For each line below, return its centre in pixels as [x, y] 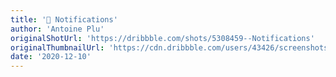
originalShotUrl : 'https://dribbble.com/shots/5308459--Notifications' [162, 38]
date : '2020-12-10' [51, 57]
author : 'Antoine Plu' [57, 29]
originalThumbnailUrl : [57, 47]
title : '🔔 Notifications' [64, 19]
